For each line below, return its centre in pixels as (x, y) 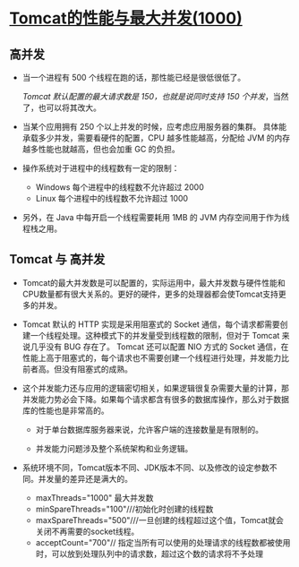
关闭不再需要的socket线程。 (87, 531)
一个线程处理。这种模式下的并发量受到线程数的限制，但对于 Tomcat (155, 335)
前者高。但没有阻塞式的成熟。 (77, 369)
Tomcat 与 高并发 (57, 259)
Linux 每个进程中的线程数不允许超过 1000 (112, 198)
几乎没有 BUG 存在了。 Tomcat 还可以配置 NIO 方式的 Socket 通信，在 (159, 347)
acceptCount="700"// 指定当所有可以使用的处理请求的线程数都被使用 (163, 542)
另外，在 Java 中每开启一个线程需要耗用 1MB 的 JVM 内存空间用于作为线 (156, 217)
